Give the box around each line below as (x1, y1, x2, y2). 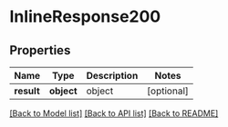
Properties (9, 43, 71, 58)
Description (86, 70, 139, 82)
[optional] (147, 84, 190, 97)
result (14, 84, 41, 97)
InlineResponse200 (9, 6, 161, 27)
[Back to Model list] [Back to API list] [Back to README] (9, 108, 219, 119)
